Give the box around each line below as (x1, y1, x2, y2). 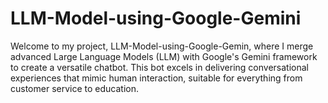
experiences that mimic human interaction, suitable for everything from (10, 72, 303, 84)
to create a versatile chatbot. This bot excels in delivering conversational (10, 61, 309, 73)
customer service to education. (10, 82, 139, 94)
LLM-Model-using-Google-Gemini (10, 7, 302, 30)
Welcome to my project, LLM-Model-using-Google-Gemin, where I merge (10, 40, 314, 52)
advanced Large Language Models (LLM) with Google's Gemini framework (10, 50, 318, 62)
